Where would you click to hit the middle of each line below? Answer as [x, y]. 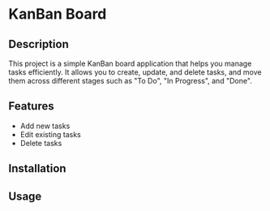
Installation [37, 168]
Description [39, 44]
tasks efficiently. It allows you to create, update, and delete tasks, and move [135, 72]
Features [31, 106]
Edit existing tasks [50, 134]
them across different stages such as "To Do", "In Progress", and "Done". [131, 81]
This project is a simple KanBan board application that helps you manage [130, 63]
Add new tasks [45, 126]
